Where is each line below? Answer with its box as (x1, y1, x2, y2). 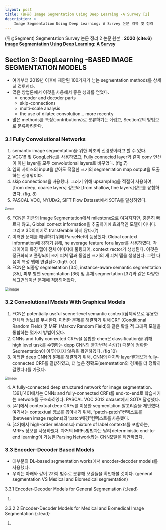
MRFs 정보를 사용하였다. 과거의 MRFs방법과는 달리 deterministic (12, 427, 139, 433)
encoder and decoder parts (19, 95, 76, 101)
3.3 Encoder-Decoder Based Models (5, 446, 95, 453)
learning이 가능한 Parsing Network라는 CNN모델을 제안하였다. (21, 434, 144, 440)
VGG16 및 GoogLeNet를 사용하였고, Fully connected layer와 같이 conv (12, 154, 152, 160)
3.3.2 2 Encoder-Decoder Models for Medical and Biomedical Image (5, 505, 144, 511)
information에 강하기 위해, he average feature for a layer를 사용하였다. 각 (12, 240, 157, 246)
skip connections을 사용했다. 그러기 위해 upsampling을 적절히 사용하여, (12, 178, 153, 184)
